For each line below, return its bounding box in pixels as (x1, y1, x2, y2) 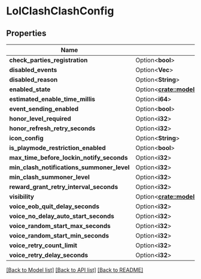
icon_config (9, 134, 44, 142)
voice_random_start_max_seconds (9, 222, 111, 230)
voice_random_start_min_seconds (9, 232, 109, 239)
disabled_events (9, 66, 57, 74)
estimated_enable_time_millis (9, 95, 96, 103)
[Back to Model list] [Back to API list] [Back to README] (6, 266, 144, 274)
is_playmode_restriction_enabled (9, 144, 106, 152)
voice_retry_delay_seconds (9, 251, 89, 259)
